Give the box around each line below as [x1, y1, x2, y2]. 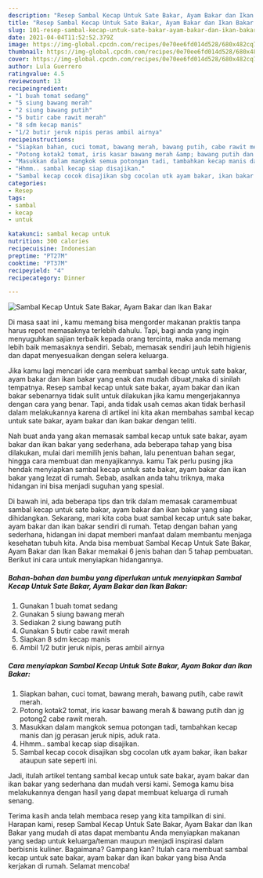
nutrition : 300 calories [8, 237, 89, 246]
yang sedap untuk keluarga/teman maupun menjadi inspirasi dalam [8, 836, 225, 846]
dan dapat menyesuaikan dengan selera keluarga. [8, 351, 169, 360]
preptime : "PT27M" [8, 252, 68, 260]
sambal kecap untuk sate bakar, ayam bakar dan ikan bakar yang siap [8, 505, 233, 514]
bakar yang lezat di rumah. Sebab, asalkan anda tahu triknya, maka [8, 473, 225, 483]
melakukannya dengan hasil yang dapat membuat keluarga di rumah [8, 788, 229, 797]
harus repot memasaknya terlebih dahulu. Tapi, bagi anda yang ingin [8, 326, 229, 335]
